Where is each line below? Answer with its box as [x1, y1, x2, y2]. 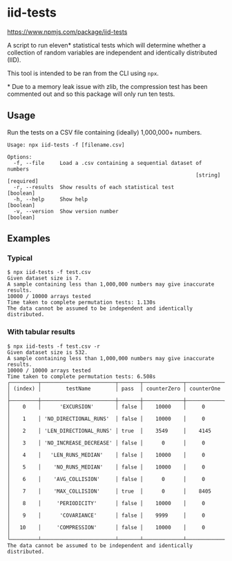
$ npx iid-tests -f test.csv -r [7, 343, 100, 350]
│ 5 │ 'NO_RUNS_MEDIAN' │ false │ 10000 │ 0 [7, 464, 206, 471]
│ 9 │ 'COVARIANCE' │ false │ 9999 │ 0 [7, 512, 206, 519]
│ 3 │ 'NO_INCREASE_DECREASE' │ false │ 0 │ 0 [7, 440, 206, 446]
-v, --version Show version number [13, 208, 119, 215]
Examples [7, 233, 50, 244]
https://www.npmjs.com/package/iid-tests [7, 28, 128, 36]
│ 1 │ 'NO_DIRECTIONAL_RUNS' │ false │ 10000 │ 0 [7, 415, 206, 422]
